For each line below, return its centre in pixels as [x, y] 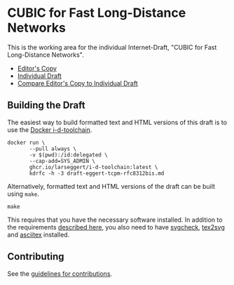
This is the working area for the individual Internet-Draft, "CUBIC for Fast [112, 47]
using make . [23, 194]
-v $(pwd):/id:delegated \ [69, 155]
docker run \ [26, 142]
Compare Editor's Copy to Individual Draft [77, 83]
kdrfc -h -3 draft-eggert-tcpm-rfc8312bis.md [97, 173]
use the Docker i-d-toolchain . [50, 130]
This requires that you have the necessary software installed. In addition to [115, 220]
